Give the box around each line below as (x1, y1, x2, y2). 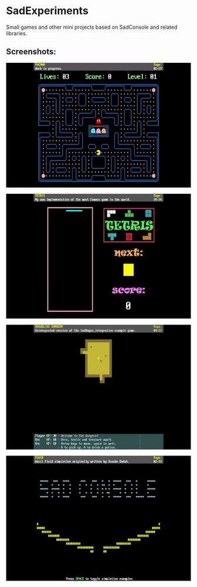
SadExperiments (6, 4, 89, 18)
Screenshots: (6, 47, 57, 57)
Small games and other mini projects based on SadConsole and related (6, 23, 178, 31)
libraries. (6, 29, 28, 36)
